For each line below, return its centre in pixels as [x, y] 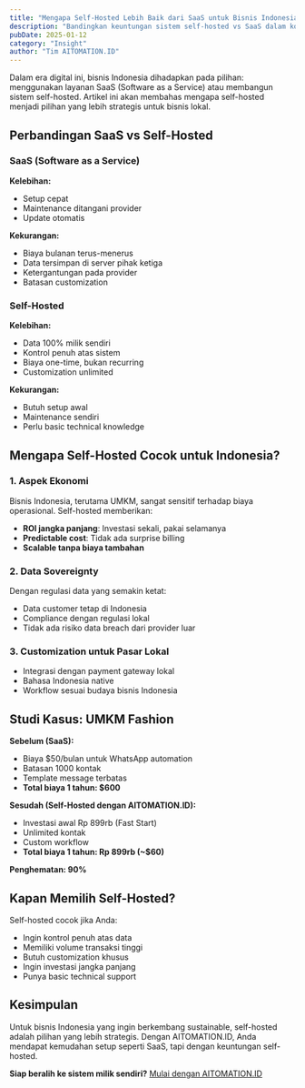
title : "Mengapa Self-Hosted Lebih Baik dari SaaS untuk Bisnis [133, 18]
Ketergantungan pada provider [80, 272]
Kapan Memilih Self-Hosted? [93, 898]
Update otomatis [54, 217]
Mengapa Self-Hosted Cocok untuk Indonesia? [145, 455]
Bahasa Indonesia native [69, 681]
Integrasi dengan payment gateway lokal [98, 671]
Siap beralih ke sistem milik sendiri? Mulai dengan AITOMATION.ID [136, 1073]
